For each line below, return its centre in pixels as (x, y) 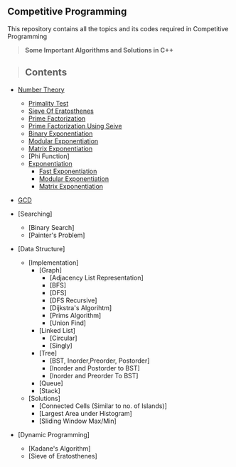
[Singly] (61, 345)
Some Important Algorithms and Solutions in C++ (99, 50)
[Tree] (48, 353)
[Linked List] (57, 330)
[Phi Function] (49, 156)
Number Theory (41, 89)
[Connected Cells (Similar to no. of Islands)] (103, 406)
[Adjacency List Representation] (96, 278)
